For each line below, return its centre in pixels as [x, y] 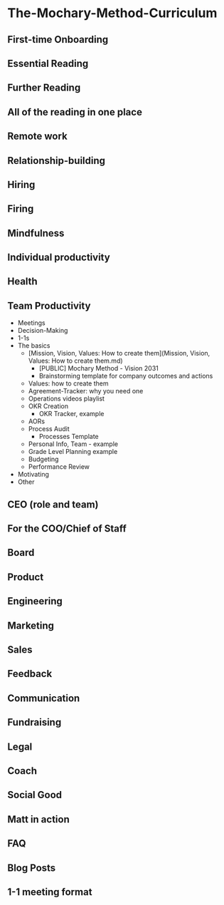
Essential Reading [48, 63]
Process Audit [49, 429]
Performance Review [59, 467]
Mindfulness [36, 233]
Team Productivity [49, 305]
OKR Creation [48, 406]
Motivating [33, 475]
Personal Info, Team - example [73, 444]
